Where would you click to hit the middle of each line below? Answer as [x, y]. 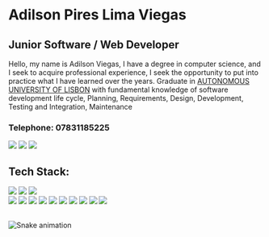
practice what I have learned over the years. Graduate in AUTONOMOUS [129, 81]
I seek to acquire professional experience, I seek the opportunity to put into [133, 73]
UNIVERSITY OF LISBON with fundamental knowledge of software [118, 89]
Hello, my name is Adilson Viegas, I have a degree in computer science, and [134, 64]
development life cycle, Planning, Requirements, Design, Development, [126, 98]
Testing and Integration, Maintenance [71, 107]
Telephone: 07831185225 [59, 127]
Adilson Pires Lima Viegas [98, 15]
